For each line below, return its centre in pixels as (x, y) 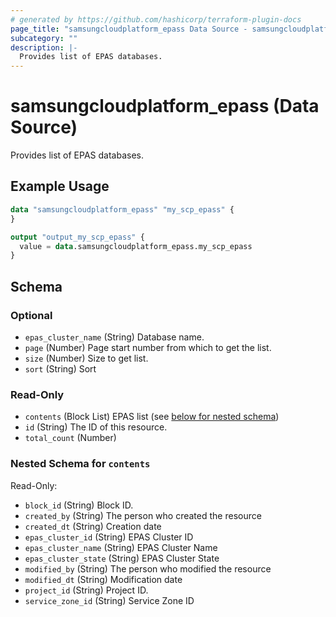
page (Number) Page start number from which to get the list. (148, 347)
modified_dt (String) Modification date (103, 579)
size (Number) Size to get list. (86, 358)
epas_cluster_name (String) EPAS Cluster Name (121, 547)
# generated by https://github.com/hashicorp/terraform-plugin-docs (156, 19)
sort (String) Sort (60, 368)
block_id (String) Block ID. (79, 505)
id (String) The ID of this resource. (96, 427)
